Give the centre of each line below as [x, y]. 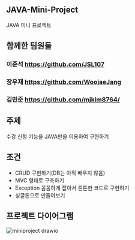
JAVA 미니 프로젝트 [29, 25]
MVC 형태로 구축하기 [39, 180]
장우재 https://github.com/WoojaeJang [64, 82]
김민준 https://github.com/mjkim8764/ [63, 100]
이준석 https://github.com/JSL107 [55, 64]
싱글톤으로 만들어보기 [40, 195]
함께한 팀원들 [29, 46]
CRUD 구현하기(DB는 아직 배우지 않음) [60, 173]
